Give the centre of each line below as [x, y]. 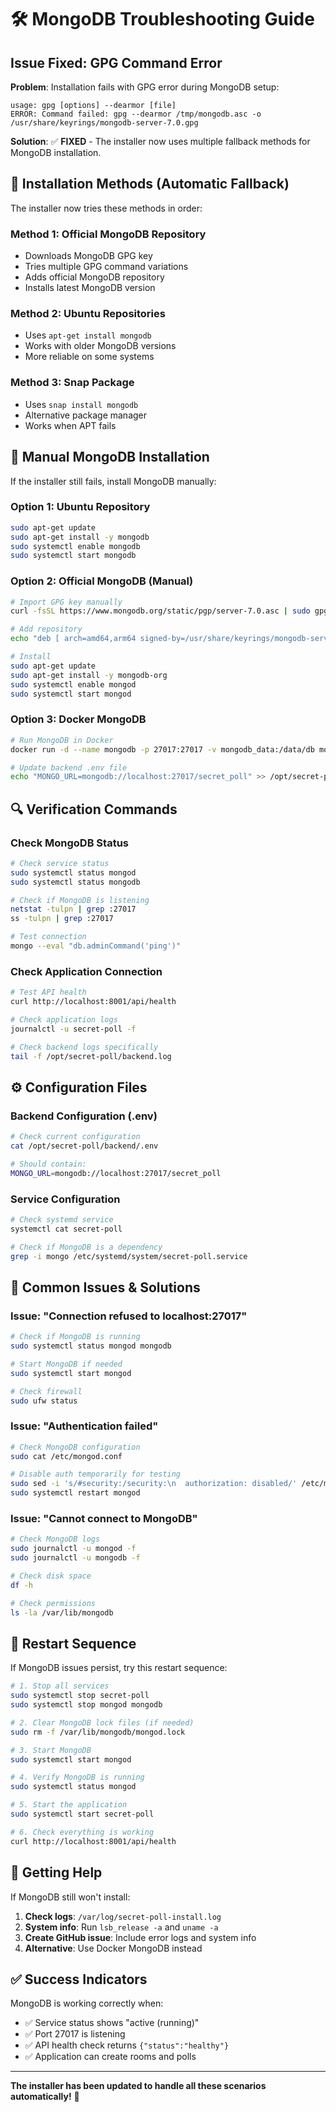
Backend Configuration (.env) [84, 1116]
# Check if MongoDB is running [75, 1337]
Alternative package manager [86, 415]
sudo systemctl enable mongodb [75, 546]
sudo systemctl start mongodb [73, 556]
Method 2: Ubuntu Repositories [88, 314]
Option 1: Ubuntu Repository [80, 507]
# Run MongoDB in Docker [62, 740]
